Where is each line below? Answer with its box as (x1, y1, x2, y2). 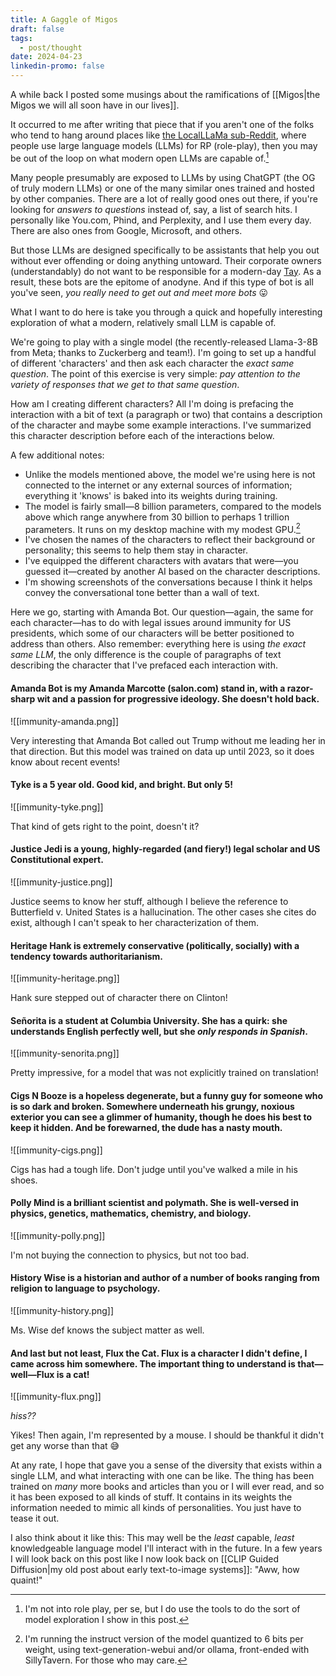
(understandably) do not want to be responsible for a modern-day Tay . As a (10, 265, 322, 277)
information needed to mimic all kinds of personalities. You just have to (10, 1502, 302, 1514)
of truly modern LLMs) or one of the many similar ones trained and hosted (10, 182, 315, 194)
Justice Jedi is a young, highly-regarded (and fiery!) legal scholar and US (10, 843, 321, 855)
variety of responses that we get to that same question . (10, 378, 240, 390)
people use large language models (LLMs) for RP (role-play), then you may (10, 140, 318, 151)
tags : (10, 33, 33, 43)
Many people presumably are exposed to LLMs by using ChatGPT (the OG (10, 171, 316, 183)
